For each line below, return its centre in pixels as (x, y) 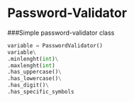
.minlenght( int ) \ (33, 59)
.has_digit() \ (28, 85)
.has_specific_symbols (41, 92)
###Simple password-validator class (61, 33)
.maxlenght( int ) (31, 65)
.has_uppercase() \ (34, 72)
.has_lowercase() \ (34, 79)
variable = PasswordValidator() (55, 45)
